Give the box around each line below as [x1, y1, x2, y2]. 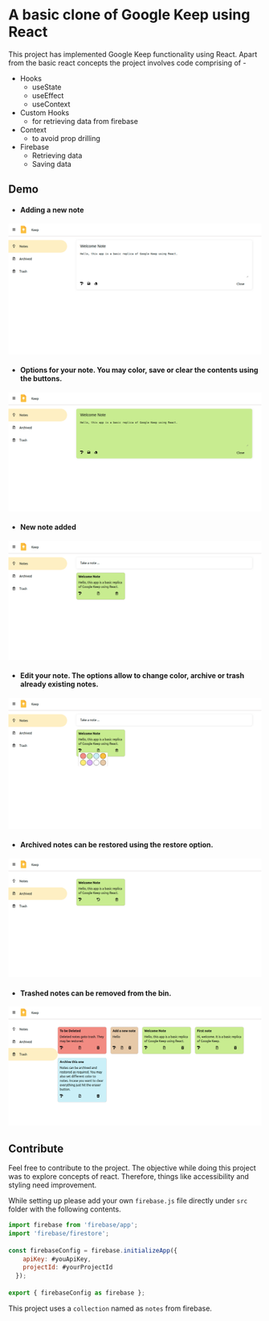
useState [31, 82, 62, 92]
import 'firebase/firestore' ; [8, 1229, 110, 1237]
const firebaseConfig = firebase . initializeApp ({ [8, 1246, 178, 1254]
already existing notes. [19, 679, 99, 689]
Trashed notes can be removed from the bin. [19, 988, 172, 998]
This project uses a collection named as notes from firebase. [8, 1303, 213, 1313]
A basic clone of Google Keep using [8, 6, 251, 24]
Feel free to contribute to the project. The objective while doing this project [8, 1163, 256, 1173]
